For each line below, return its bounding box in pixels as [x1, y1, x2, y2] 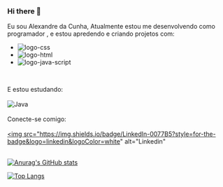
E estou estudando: [7, 85, 64, 94]
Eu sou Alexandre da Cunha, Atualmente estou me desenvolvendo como [7, 22, 215, 31]
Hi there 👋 [7, 6, 42, 16]
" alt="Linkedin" [120, 137, 166, 146]
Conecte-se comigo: [7, 115, 66, 123]
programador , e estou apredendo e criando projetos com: [7, 29, 175, 38]
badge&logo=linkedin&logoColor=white [7, 137, 121, 146]
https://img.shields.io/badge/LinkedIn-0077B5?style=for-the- [39, 130, 216, 139]
